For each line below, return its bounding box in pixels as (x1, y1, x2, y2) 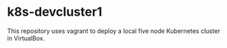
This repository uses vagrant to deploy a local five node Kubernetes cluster (7, 27, 221, 35)
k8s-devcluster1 (7, 4, 102, 20)
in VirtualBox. (7, 34, 45, 42)
